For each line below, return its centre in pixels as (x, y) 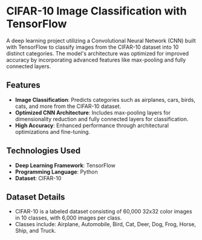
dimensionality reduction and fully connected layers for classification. (102, 119)
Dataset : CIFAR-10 (38, 178)
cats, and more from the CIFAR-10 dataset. (68, 106)
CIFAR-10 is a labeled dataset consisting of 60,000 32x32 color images (103, 212)
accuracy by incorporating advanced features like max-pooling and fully (96, 60)
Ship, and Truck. (35, 231)
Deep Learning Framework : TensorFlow (65, 165)
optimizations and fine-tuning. (53, 131)
